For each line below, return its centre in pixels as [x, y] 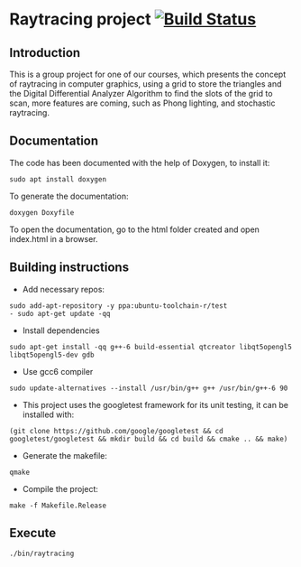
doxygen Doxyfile [42, 212]
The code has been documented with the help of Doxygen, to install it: [140, 163]
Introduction [45, 53]
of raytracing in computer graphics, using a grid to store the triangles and [146, 84]
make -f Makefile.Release [58, 506]
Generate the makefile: [65, 455]
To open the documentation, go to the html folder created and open [134, 229]
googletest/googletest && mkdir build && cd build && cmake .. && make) [149, 439]
